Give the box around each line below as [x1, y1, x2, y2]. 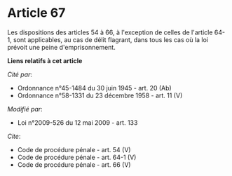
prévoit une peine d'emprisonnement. [7, 43, 116, 51]
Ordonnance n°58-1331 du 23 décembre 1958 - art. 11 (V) [17, 91, 183, 100]
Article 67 [7, 5, 66, 21]
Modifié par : [7, 104, 43, 113]
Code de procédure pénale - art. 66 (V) [17, 160, 131, 169]
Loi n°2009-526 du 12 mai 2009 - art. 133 [17, 118, 138, 127]
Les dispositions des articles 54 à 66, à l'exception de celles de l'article [7, 28, 213, 36]
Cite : [7, 132, 21, 140]
